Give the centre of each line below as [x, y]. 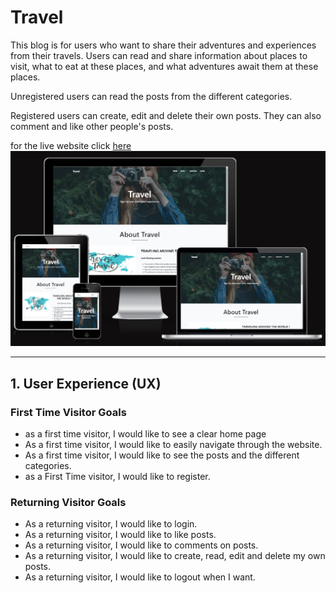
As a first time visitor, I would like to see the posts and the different [162, 455]
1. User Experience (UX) [86, 383]
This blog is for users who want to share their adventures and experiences [163, 45]
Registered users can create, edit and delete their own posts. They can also [166, 115]
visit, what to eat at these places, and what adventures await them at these [164, 66]
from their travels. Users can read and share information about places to [159, 55]
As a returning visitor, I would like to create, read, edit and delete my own [175, 556]
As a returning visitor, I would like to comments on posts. [141, 545]
